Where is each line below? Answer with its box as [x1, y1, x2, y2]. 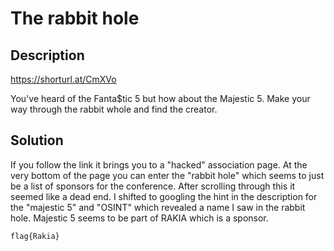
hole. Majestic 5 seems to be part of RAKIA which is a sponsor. [10, 212, 269, 224]
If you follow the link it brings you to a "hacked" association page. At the [10, 158, 308, 171]
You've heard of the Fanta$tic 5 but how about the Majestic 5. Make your [10, 93, 311, 104]
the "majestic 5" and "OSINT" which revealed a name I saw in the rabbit [10, 201, 306, 213]
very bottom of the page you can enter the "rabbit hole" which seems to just [10, 169, 325, 181]
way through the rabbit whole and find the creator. [10, 103, 218, 115]
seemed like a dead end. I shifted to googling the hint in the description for [10, 190, 318, 202]
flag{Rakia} [10, 231, 60, 241]
